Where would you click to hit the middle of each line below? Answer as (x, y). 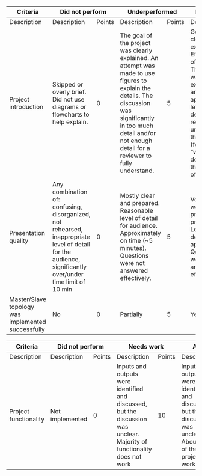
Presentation (27, 233)
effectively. (136, 278)
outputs (127, 374)
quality (19, 241)
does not (129, 456)
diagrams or (69, 107)
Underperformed (152, 12)
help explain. (70, 122)
